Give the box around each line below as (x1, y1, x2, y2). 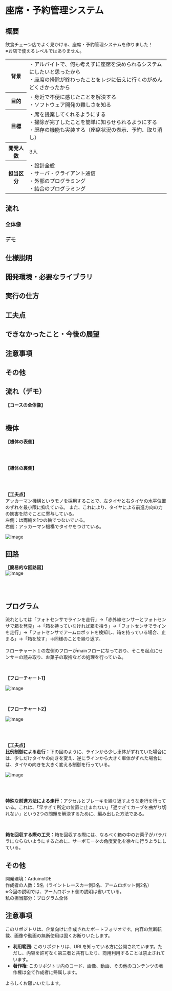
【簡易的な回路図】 (5, 564, 46, 571)
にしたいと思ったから (29, 68, 81, 75)
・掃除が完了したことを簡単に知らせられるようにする (29, 119, 158, 126)
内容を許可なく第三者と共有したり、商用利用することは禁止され (26, 950, 161, 956)
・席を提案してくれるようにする (29, 111, 106, 118)
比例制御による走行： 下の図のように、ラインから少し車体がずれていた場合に (5, 749, 166, 755)
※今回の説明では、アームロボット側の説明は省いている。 (5, 889, 124, 895)
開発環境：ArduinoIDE (5, 876, 52, 882)
